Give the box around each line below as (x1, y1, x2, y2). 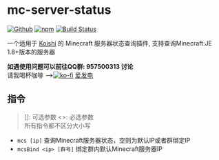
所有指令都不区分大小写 (23, 121, 91, 130)
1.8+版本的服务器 (7, 48, 56, 56)
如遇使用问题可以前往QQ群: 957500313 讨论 (7, 62, 134, 70)
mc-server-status (7, 2, 112, 18)
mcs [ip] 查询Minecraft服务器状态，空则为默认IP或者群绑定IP (17, 136, 191, 144)
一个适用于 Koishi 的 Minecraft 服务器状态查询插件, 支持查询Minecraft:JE (7, 39, 212, 47)
